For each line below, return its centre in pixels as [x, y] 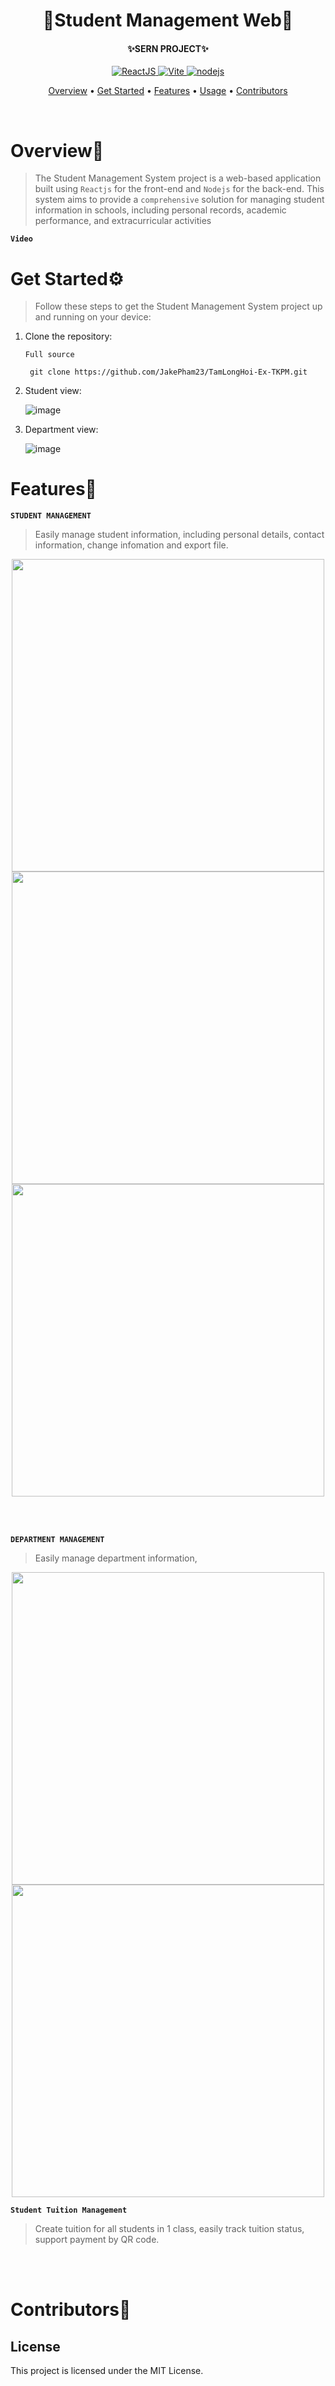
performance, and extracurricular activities [123, 221]
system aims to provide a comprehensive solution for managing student [179, 200]
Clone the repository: [68, 336]
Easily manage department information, [116, 1558]
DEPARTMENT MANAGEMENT [57, 1540]
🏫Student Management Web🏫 [168, 20]
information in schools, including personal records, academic [160, 210]
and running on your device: [93, 317]
